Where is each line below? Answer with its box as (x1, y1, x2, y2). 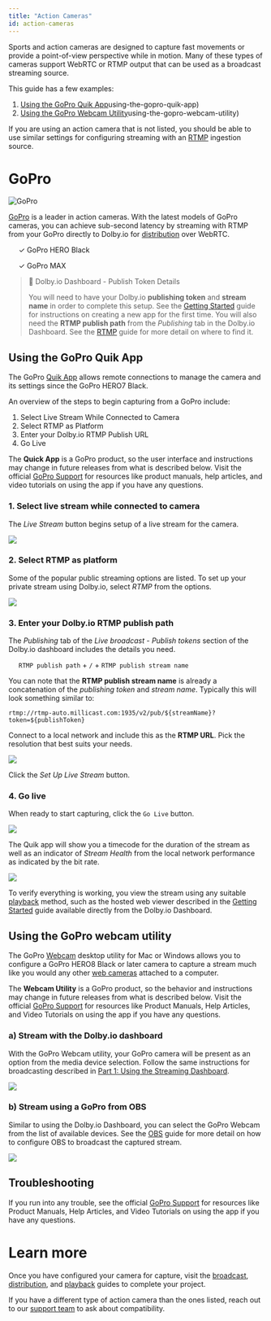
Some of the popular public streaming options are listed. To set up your (8, 573, 247, 583)
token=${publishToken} (8, 716, 85, 724)
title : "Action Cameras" (8, 11, 92, 20)
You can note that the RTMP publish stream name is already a (8, 676, 217, 686)
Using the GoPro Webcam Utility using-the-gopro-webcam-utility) (19, 107, 239, 118)
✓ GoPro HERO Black (19, 245, 91, 255)
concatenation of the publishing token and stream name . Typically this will (8, 685, 257, 694)
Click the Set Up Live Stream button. (8, 770, 131, 780)
